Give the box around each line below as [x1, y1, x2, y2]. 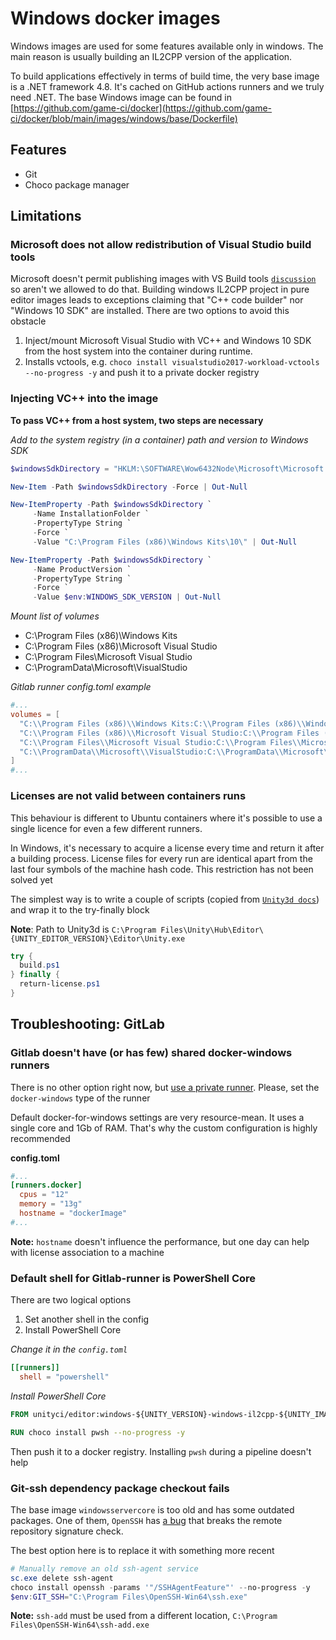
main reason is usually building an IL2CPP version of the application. [10, 50, 293, 62]
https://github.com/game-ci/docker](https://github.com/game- [13, 102, 273, 114]
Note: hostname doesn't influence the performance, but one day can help [10, 1235, 310, 1247]
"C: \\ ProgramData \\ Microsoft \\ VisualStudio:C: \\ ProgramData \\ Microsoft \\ [19, 747, 333, 757]
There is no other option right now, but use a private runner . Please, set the [10, 1081, 320, 1093]
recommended [10, 1132, 71, 1144]
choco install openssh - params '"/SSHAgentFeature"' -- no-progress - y [10, 1582, 311, 1592]
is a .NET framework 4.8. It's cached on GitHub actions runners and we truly [10, 80, 325, 92]
